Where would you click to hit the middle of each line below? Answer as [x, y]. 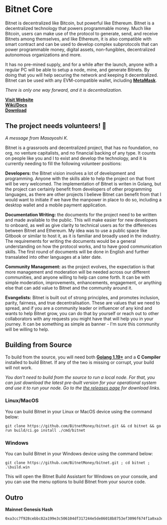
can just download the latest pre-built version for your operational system [81, 382]
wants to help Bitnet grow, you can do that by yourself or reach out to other [82, 313]
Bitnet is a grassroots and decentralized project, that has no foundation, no [82, 148]
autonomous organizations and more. [43, 55]
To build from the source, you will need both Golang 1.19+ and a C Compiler [83, 357]
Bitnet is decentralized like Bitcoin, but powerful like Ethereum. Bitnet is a [80, 23]
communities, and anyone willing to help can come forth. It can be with [78, 277]
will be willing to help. [27, 329]
